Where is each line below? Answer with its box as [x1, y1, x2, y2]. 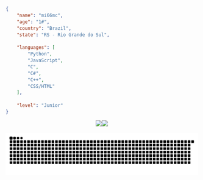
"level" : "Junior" [16, 103, 63, 109]
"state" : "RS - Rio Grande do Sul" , [16, 32, 110, 38]
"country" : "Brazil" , [16, 25, 71, 31]
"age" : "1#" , [16, 18, 50, 25]
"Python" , [27, 51, 52, 57]
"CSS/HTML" [27, 83, 55, 89]
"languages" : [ [16, 45, 55, 51]
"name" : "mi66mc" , [16, 12, 63, 18]
